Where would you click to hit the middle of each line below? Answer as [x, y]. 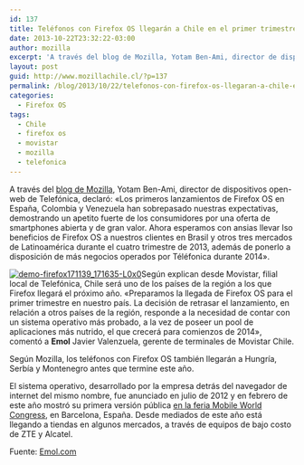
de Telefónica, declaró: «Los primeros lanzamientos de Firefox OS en [156, 198]
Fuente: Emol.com [43, 451]
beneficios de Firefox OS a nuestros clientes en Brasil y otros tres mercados [151, 237]
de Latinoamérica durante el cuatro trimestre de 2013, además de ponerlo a [150, 247]
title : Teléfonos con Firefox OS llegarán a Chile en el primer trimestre [153, 28]
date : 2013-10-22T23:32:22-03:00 [72, 38]
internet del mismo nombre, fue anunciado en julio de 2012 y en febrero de [148, 395]
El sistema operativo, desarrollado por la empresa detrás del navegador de [148, 385]
